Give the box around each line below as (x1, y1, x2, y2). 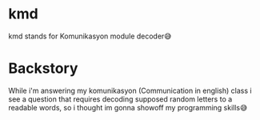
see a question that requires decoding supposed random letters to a (8, 94, 233, 104)
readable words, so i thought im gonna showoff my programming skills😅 (8, 102, 248, 112)
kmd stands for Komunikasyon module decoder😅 (8, 31, 172, 41)
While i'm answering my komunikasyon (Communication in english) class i (8, 86, 252, 95)
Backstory (8, 59, 78, 78)
